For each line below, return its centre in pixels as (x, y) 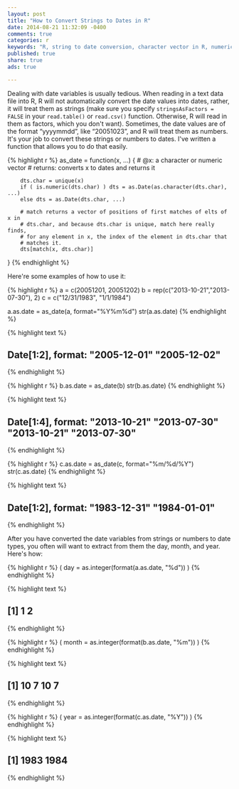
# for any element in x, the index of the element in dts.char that (124, 237)
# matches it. (41, 243)
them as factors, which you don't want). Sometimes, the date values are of (117, 123)
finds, (17, 231)
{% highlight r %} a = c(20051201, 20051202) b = (79, 290)
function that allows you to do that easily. (68, 146)
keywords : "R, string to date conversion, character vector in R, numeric (121, 47)
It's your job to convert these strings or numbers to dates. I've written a (112, 139)
